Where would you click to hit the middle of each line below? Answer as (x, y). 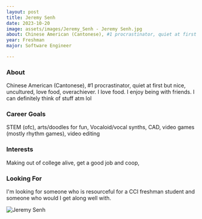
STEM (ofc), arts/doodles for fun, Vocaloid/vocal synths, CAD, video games (100, 127)
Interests (20, 149)
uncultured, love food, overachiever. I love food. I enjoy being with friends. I (101, 92)
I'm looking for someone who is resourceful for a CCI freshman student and (101, 192)
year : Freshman (25, 40)
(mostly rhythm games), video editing (53, 133)
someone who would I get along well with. (59, 198)
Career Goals (26, 114)
